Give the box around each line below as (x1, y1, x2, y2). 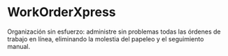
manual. (7, 42, 30, 50)
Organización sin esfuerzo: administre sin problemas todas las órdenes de (7, 27, 222, 36)
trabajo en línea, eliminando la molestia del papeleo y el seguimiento (7, 34, 204, 43)
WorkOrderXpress (7, 4, 117, 20)
